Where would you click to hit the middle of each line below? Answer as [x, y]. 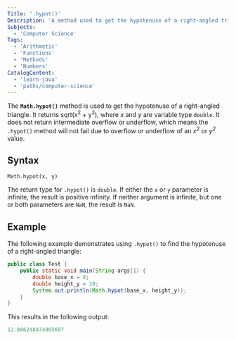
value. [16, 138]
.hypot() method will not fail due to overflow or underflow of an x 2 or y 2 [112, 130]
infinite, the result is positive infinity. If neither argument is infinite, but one [114, 197]
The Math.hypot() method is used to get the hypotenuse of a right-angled [113, 106]
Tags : [15, 40]
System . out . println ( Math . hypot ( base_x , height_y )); [110, 290]
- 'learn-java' [36, 79]
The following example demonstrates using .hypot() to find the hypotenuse [117, 244]
